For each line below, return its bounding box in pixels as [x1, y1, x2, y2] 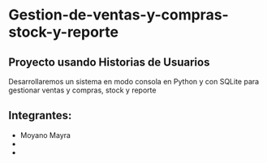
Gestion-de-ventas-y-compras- [8, 6, 229, 24]
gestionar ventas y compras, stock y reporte [8, 85, 157, 95]
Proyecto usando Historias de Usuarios [8, 55, 210, 69]
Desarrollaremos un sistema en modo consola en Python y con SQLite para [8, 77, 260, 86]
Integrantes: [8, 109, 72, 122]
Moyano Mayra [19, 130, 71, 139]
